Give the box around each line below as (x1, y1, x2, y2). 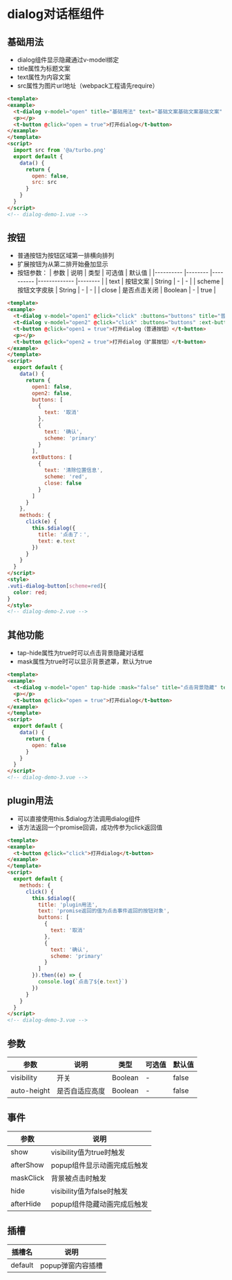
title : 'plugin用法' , (37, 901, 98, 908)
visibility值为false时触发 (50, 1186, 128, 1196)
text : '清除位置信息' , (43, 467, 104, 474)
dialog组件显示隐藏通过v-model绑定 (17, 56, 119, 64)
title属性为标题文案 (17, 64, 70, 73)
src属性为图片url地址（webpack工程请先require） (17, 82, 159, 90)
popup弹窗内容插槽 (40, 1261, 104, 1270)
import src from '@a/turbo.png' (13, 147, 107, 153)
